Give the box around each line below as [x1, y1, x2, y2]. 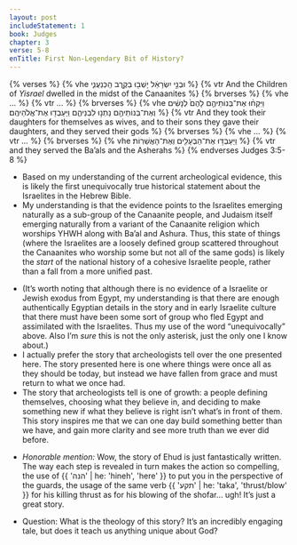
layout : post [9, 12, 58, 22]
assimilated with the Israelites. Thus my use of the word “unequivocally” [21, 321, 285, 332]
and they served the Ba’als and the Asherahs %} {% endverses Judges [9, 145, 269, 156]
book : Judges [9, 29, 58, 38]
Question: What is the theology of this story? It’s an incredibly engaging [21, 517, 284, 526]
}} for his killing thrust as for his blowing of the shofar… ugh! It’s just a [21, 490, 277, 500]
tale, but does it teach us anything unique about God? [21, 525, 219, 536]
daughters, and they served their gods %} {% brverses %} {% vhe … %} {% [9, 126, 287, 136]
